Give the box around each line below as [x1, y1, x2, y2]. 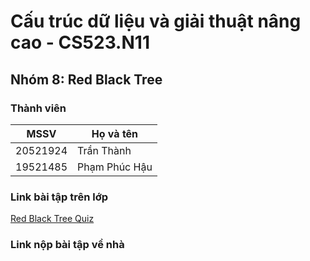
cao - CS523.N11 [10, 31, 150, 54]
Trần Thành [77, 143, 132, 157]
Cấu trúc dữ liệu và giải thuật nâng [10, 10, 302, 33]
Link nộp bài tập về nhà [10, 238, 125, 252]
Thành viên [10, 101, 67, 115]
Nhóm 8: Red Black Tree [10, 71, 163, 88]
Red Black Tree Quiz [10, 213, 95, 225]
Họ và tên [91, 126, 139, 140]
